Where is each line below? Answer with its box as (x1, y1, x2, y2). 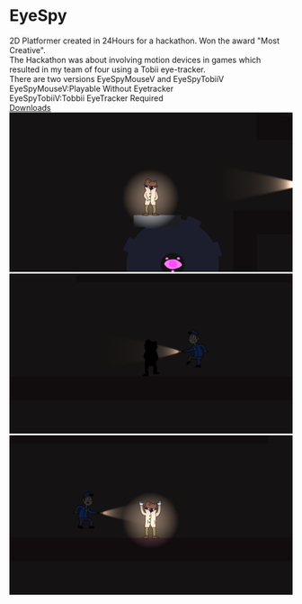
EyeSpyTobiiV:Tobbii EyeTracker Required (9, 92, 164, 104)
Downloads (9, 102, 51, 113)
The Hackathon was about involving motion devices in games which (9, 54, 262, 65)
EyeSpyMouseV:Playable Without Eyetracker (9, 83, 173, 94)
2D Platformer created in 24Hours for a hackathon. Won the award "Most (9, 35, 280, 46)
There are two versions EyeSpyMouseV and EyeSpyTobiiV (9, 73, 225, 84)
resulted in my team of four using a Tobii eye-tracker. (9, 64, 207, 75)
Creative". (9, 44, 47, 55)
